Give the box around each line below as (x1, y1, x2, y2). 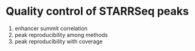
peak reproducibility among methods (14, 31, 108, 38)
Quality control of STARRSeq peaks (6, 4, 189, 18)
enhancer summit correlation (14, 25, 88, 32)
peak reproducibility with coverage (14, 37, 103, 45)
